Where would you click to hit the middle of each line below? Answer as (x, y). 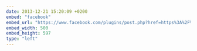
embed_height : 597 (28, 33)
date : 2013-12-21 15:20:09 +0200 (47, 11)
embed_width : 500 (27, 28)
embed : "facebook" (28, 17)
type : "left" (22, 39)
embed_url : (19, 22)
